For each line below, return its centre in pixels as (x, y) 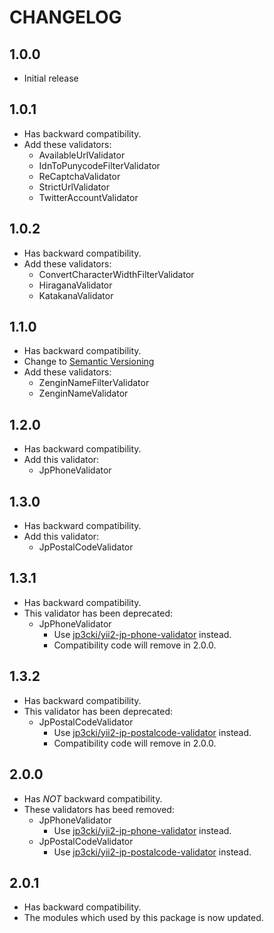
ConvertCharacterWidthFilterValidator (116, 274)
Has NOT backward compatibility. (93, 798)
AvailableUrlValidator (82, 155)
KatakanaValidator (76, 295)
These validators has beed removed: (99, 809)
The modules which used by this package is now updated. (143, 918)
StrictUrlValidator (74, 187)
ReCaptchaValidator (79, 176)
